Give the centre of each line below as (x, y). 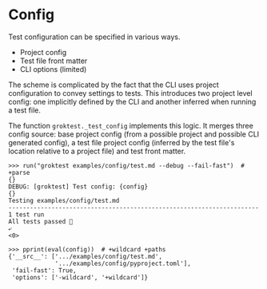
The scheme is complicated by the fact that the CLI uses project (114, 85)
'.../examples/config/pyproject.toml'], (123, 263)
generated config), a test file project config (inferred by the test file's (122, 142)
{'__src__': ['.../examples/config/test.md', (85, 256)
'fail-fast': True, (44, 270)
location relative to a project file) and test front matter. (97, 151)
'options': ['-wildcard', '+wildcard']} (80, 277)
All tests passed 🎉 (41, 221)
